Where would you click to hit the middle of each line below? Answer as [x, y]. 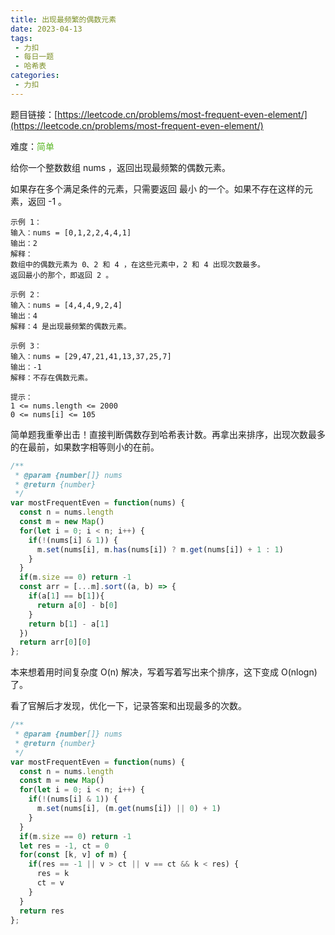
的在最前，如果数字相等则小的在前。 [85, 447]
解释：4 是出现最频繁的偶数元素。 [71, 326]
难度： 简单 [32, 146]
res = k [53, 874]
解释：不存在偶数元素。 [51, 377]
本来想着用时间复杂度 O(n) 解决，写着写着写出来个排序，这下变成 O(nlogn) [164, 672]
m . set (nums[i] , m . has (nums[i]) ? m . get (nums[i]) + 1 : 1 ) [160, 549]
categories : [35, 76]
